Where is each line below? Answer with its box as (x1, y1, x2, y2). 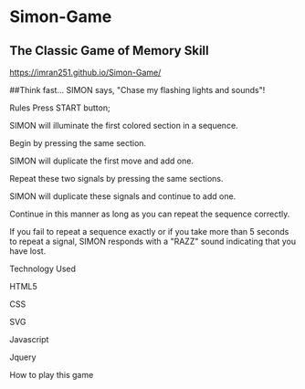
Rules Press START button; (9, 102, 111, 113)
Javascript (9, 334, 49, 344)
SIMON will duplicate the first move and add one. (9, 155, 195, 166)
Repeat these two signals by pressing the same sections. (9, 173, 224, 184)
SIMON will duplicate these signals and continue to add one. (9, 191, 237, 202)
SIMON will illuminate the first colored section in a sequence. (9, 121, 239, 131)
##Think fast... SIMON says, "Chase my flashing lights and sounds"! (9, 85, 266, 95)
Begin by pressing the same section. (9, 138, 147, 148)
